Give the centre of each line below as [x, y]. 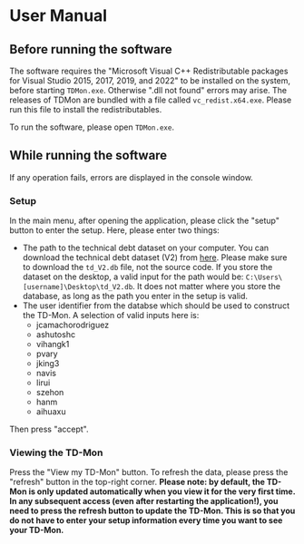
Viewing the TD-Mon [56, 452]
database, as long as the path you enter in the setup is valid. [135, 296]
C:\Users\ [264, 277]
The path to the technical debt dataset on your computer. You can [146, 248]
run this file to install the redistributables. [86, 109]
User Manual [58, 16]
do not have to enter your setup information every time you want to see [146, 520]
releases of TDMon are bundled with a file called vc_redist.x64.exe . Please [151, 100]
